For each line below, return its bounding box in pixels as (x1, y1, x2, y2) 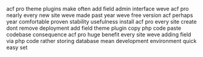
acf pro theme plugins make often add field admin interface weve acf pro (6, 5, 189, 12)
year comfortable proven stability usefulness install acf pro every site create (6, 18, 197, 25)
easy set (6, 44, 28, 51)
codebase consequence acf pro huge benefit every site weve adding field (6, 31, 191, 38)
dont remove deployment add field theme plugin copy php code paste (6, 24, 181, 32)
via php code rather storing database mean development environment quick (6, 38, 197, 44)
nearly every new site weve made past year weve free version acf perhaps (6, 12, 193, 19)
